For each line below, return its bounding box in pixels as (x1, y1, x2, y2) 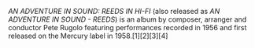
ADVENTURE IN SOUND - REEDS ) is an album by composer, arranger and (8, 15, 247, 24)
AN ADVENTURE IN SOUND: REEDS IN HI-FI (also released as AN (8, 7, 220, 15)
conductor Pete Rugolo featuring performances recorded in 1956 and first (8, 23, 247, 32)
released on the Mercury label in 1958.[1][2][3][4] (8, 31, 168, 40)
